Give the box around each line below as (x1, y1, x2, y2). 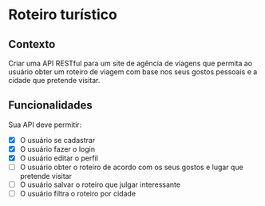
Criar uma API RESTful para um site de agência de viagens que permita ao (8, 58, 253, 68)
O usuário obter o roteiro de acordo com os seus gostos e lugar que (19, 162, 243, 172)
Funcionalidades (8, 98, 93, 113)
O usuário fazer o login (19, 144, 96, 153)
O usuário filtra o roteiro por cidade (19, 189, 136, 199)
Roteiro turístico (8, 6, 117, 24)
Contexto (8, 38, 56, 51)
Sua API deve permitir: (8, 120, 82, 129)
